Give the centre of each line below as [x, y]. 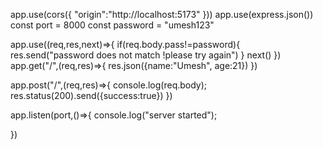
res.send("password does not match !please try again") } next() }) [146, 55]
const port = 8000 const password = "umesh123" [112, 25]
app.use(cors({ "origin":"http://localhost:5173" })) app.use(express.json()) [162, 14]
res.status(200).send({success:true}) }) [91, 95]
